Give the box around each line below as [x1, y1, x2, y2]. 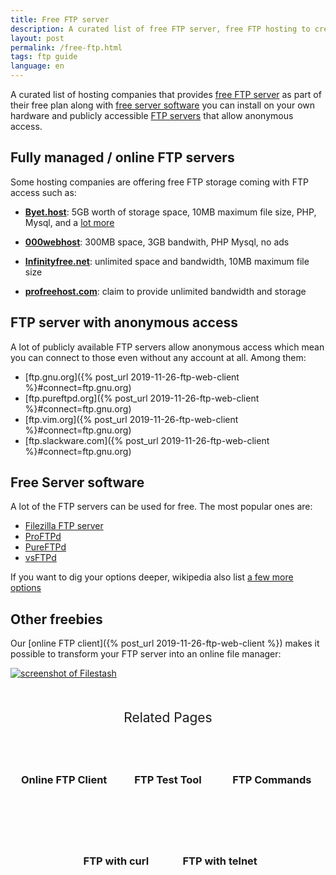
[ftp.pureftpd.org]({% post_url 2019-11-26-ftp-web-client [24, 392, 260, 404]
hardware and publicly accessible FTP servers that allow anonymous [10, 110, 294, 121]
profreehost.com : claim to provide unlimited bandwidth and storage [24, 285, 307, 297]
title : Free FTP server [10, 14, 110, 25]
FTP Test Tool [134, 773, 202, 787]
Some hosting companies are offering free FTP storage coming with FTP [10, 176, 309, 188]
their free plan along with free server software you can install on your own [10, 99, 316, 111]
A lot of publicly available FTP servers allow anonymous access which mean [10, 341, 325, 353]
